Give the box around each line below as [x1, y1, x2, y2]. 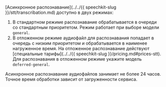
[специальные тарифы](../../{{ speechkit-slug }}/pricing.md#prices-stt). [12, 51, 161, 57]
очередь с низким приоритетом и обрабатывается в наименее [12, 40, 147, 46]
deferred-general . [12, 62, 50, 67]
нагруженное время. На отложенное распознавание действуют [12, 46, 150, 51]
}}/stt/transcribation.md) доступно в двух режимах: [5, 9, 114, 15]
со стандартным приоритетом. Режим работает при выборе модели [12, 24, 159, 30]
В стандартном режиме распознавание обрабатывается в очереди [12, 19, 157, 25]
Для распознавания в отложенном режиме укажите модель [12, 56, 142, 62]
